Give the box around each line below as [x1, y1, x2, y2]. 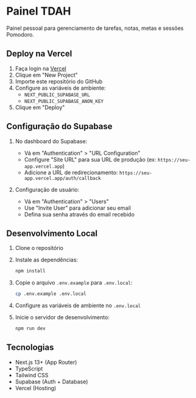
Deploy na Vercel [6, 49, 72, 59]
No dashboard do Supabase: [15, 137, 88, 144]
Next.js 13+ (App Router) [15, 358, 77, 366]
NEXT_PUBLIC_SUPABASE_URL [24, 91, 90, 98]
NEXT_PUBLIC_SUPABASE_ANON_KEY [24, 98, 104, 104]
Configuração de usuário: [15, 186, 80, 193]
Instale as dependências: [15, 256, 78, 263]
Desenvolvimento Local [6, 228, 98, 238]
